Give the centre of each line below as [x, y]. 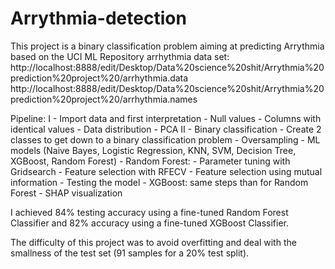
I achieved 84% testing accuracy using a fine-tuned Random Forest [149, 212]
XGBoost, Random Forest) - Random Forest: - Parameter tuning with [150, 161]
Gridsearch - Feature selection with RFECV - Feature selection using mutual [166, 171]
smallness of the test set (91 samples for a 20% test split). [130, 253]
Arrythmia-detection [98, 18]
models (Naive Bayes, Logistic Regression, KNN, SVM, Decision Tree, [153, 150]
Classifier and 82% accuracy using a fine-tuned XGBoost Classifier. [149, 223]
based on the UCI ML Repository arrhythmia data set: [120, 56]
